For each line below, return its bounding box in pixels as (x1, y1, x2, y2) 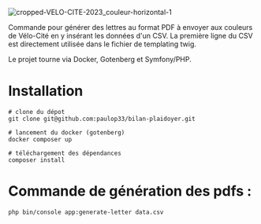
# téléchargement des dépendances (8, 149, 122, 157)
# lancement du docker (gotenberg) (8, 128, 125, 137)
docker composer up (8, 135, 73, 143)
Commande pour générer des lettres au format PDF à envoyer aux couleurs (8, 23, 253, 31)
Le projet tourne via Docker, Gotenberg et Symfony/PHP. (8, 55, 192, 64)
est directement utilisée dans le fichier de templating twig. (8, 39, 197, 49)
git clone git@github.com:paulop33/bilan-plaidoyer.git (8, 115, 196, 123)
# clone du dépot (8, 108, 65, 116)
